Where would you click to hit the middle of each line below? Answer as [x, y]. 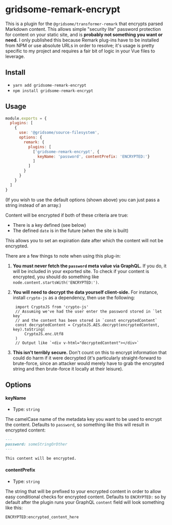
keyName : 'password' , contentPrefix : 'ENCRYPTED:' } [94, 157]
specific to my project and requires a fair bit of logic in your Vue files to [80, 51]
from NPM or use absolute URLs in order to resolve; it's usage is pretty [80, 45]
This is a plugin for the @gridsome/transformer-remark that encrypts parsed [84, 24]
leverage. [15, 56]
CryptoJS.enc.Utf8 [44, 334]
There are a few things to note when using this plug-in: [63, 256]
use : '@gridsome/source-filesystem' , [59, 133]
